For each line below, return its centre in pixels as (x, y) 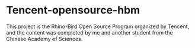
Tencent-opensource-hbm (73, 10)
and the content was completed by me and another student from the (89, 32)
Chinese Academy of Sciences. (44, 39)
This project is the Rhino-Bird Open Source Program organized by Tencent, (98, 26)
